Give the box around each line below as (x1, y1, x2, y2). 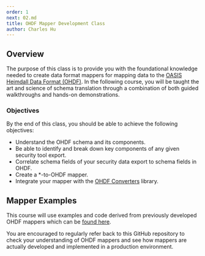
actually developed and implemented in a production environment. (6, 243, 174, 250)
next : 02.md (6, 15, 37, 21)
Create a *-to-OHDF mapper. (15, 171, 89, 178)
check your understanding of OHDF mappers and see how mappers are (6, 236, 187, 244)
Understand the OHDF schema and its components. (15, 138, 146, 146)
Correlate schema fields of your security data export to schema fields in (15, 158, 197, 165)
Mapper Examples (6, 195, 77, 206)
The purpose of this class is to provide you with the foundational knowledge (6, 65, 198, 72)
